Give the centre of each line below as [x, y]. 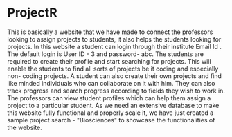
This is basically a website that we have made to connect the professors [110, 32]
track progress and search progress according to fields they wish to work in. [116, 91]
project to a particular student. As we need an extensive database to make [113, 105]
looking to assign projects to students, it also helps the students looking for [114, 39]
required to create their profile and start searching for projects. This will [109, 61]
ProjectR [32, 13]
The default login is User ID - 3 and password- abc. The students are [106, 54]
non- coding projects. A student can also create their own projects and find [114, 76]
